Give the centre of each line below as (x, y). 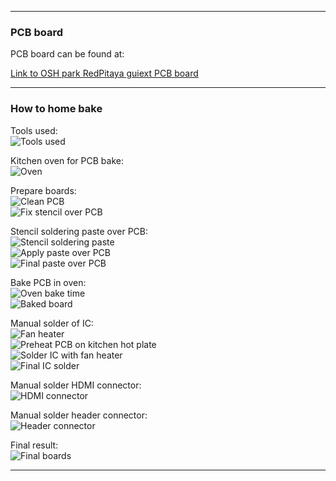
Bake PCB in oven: (48, 282)
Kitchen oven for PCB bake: (67, 160)
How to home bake (56, 109)
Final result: (34, 445)
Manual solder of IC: (52, 323)
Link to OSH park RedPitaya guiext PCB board (104, 73)
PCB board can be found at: (67, 54)
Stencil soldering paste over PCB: (79, 231)
